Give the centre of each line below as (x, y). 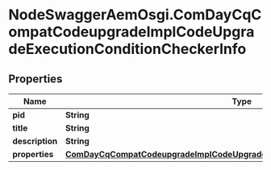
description (35, 141)
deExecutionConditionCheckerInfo (127, 49)
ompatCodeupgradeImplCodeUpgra (131, 32)
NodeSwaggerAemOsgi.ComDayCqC (135, 15)
